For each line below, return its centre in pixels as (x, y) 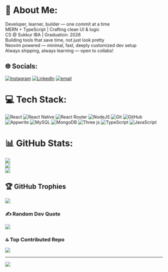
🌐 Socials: (21, 66)
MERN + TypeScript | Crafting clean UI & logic (52, 29)
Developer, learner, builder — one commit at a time (57, 24)
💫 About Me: (31, 10)
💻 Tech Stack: (36, 99)
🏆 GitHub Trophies (36, 187)
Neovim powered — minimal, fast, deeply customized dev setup (71, 45)
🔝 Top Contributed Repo (35, 239)
